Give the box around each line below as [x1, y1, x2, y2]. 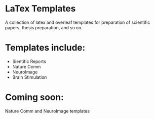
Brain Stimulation [12, 74, 47, 80]
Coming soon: [5, 92, 64, 103]
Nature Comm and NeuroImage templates [5, 108, 90, 114]
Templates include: [5, 42, 85, 54]
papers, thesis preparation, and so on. [5, 24, 83, 30]
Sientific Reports [12, 58, 46, 64]
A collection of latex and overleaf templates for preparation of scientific [5, 19, 151, 25]
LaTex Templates [5, 3, 76, 14]
